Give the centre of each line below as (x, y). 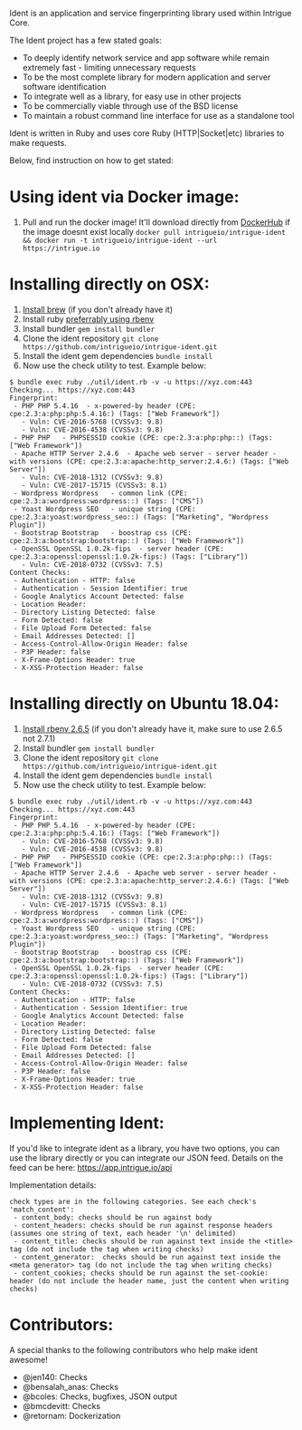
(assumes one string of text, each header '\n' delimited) (123, 1233)
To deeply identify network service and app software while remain (146, 58)
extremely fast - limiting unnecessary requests (109, 68)
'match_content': (42, 1210)
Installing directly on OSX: (109, 284)
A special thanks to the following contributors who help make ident (134, 1349)
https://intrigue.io (61, 248)
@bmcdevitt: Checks (61, 1406)
